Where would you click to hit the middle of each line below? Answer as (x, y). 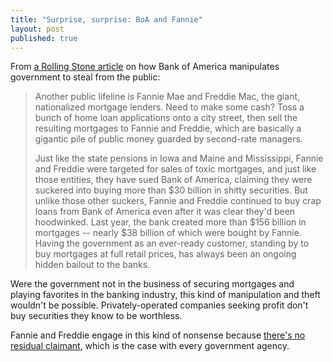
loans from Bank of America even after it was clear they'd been (165, 212)
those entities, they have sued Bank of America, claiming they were (173, 180)
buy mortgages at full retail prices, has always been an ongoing (165, 254)
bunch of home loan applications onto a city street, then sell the (166, 118)
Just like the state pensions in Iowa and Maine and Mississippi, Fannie (179, 158)
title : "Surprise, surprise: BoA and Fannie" (106, 19)
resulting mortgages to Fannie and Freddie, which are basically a (168, 128)
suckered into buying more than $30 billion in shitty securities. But (171, 190)
